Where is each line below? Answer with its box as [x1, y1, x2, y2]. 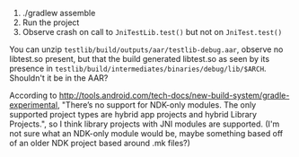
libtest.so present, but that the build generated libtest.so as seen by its [9, 54, 270, 64]
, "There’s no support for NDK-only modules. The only [57, 100, 257, 110]
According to [9, 90, 57, 100]
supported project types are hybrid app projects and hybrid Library [9, 109, 258, 119]
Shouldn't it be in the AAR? [9, 73, 109, 83]
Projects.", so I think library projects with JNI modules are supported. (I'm [9, 118, 280, 129]
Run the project [22, 17, 80, 28]
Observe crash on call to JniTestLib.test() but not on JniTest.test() [22, 27, 283, 37]
